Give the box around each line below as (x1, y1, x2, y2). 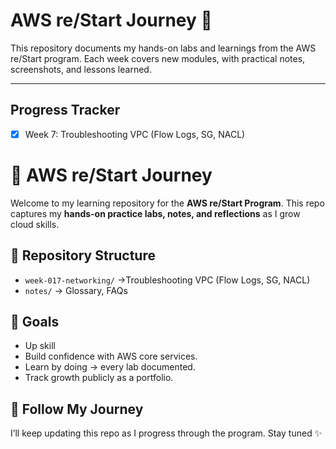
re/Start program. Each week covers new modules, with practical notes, (10, 52, 306, 64)
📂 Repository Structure (10, 247, 156, 264)
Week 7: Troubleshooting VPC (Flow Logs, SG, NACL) (24, 128, 246, 140)
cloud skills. (10, 218, 60, 230)
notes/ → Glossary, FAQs (24, 284, 128, 296)
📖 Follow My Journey (10, 400, 144, 418)
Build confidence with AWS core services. (24, 350, 198, 363)
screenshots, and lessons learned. (10, 63, 152, 75)
